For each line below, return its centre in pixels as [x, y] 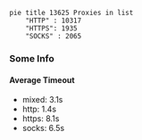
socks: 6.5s [43, 128]
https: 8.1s [41, 119]
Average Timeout [42, 79]
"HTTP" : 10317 [54, 21]
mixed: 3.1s [42, 100]
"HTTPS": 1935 [51, 29]
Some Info [32, 58]
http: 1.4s [39, 109]
